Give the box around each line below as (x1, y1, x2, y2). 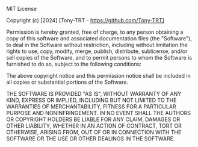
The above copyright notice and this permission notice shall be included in (6, 72, 191, 79)
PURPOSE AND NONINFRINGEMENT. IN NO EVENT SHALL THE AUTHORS (6, 110, 191, 116)
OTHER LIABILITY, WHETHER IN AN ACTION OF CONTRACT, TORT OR (6, 122, 182, 129)
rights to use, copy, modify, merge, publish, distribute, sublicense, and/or (6, 48, 188, 55)
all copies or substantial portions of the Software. (6, 78, 128, 86)
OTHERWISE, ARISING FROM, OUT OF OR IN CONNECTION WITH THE (6, 129, 182, 136)
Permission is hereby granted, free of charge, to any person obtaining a (6, 28, 184, 36)
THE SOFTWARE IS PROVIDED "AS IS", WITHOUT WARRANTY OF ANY (6, 90, 182, 97)
